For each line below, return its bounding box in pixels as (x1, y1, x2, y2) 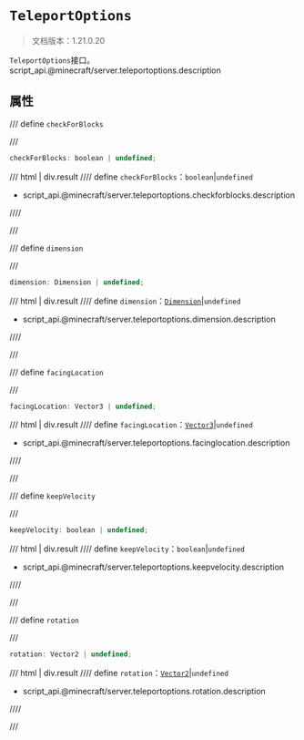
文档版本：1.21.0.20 (31, 35, 106, 46)
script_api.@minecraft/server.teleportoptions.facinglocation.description (22, 437, 290, 448)
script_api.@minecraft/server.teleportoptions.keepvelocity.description (22, 561, 285, 572)
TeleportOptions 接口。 (9, 54, 96, 66)
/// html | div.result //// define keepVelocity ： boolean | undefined (9, 543, 246, 554)
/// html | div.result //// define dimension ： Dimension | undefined (9, 295, 241, 306)
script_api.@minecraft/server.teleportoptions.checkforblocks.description (22, 190, 296, 200)
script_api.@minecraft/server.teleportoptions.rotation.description (22, 686, 266, 697)
